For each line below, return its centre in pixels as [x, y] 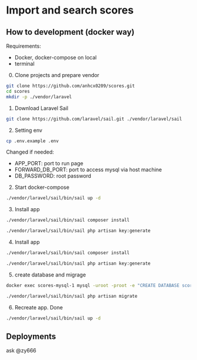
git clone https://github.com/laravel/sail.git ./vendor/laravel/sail [94, 119]
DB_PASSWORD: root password [53, 176]
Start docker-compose [42, 187]
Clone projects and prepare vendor [57, 75]
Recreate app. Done [39, 307]
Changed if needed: [30, 152]
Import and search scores [70, 10]
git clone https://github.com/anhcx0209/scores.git [70, 86]
